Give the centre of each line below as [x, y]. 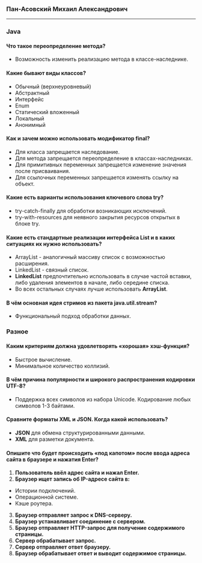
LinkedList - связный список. [52, 270]
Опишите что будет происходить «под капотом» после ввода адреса [98, 453]
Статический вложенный [47, 112]
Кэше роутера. [34, 504]
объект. [25, 184]
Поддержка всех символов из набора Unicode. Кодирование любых [103, 399]
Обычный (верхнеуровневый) [53, 87]
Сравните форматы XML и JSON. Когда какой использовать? [87, 419]
